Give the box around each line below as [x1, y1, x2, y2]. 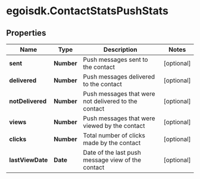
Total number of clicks [83, 131, 146, 139]
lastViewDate [9, 156, 48, 164]
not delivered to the [83, 97, 138, 105]
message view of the [83, 156, 142, 164]
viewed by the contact [83, 122, 145, 130]
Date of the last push [83, 149, 141, 156]
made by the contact [83, 139, 141, 147]
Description [103, 46, 138, 54]
